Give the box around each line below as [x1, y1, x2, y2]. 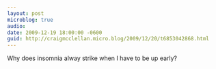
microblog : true [7, 16, 53, 23]
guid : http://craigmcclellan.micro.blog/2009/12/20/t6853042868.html [7, 36, 210, 42]
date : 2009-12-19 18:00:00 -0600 [7, 29, 103, 36]
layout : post [7, 10, 44, 17]
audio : [7, 23, 26, 29]
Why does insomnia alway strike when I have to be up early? [7, 54, 178, 62]
